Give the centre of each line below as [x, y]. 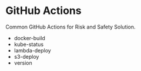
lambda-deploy [32, 50]
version [23, 63]
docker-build [29, 38]
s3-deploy [26, 56]
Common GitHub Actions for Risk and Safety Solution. [70, 27]
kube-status [29, 44]
